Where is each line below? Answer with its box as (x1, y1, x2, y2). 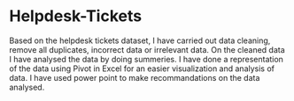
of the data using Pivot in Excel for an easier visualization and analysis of (9, 63, 275, 74)
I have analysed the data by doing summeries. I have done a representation (9, 54, 283, 64)
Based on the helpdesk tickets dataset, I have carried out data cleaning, (9, 35, 271, 46)
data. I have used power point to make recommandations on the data (9, 72, 260, 83)
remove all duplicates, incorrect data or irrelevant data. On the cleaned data (9, 44, 285, 54)
